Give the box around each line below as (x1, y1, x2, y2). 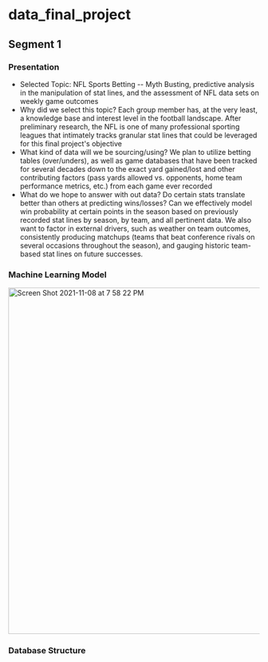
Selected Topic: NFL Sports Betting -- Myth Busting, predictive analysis (19, 79, 255, 89)
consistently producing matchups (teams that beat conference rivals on (19, 232, 255, 241)
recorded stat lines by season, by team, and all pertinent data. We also (19, 215, 252, 224)
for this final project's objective (19, 138, 122, 149)
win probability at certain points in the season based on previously (19, 206, 238, 216)
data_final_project (8, 6, 132, 24)
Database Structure (8, 645, 86, 656)
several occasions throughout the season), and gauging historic (19, 240, 230, 250)
